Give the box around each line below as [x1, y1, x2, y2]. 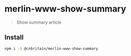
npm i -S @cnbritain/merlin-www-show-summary [4, 46, 98, 51]
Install [4, 33, 24, 42]
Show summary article [16, 19, 62, 25]
